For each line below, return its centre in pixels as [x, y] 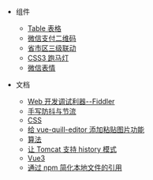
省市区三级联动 [52, 48]
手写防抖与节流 [52, 111]
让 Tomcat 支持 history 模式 [72, 149]
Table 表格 [44, 28]
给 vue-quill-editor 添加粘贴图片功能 [86, 129]
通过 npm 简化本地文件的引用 [75, 167]
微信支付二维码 [52, 38]
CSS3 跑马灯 [48, 58]
